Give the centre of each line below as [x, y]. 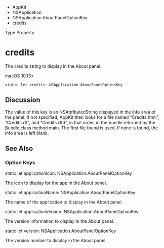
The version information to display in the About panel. [60, 221]
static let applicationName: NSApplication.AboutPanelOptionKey [70, 193]
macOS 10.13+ [20, 76]
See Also [19, 149]
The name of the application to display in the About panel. [64, 202]
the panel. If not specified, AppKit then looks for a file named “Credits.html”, [82, 117]
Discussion [23, 100]
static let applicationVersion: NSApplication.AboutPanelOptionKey [72, 212]
